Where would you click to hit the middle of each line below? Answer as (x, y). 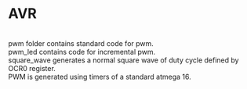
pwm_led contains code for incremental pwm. (82, 52)
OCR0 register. (32, 68)
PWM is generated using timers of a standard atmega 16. (100, 77)
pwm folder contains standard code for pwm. (81, 43)
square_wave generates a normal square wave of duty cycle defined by (123, 60)
